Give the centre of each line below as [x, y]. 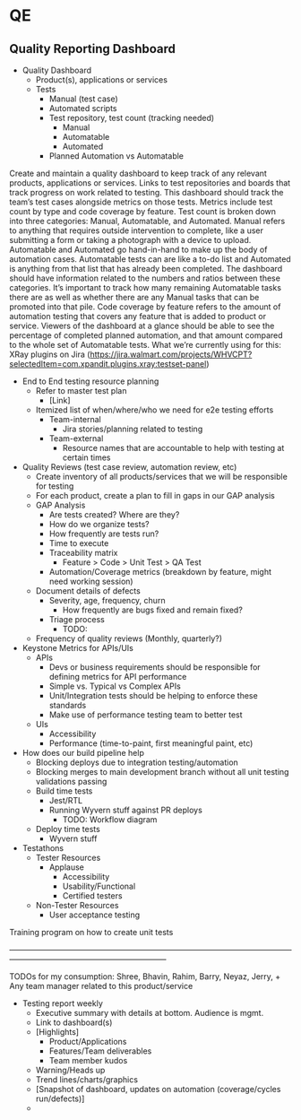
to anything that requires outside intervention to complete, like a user [137, 230]
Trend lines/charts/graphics [87, 1080]
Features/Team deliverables [100, 1051]
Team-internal [75, 419]
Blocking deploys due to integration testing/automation [137, 762]
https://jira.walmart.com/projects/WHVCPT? [171, 354]
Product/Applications [88, 1042]
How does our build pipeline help [83, 753]
